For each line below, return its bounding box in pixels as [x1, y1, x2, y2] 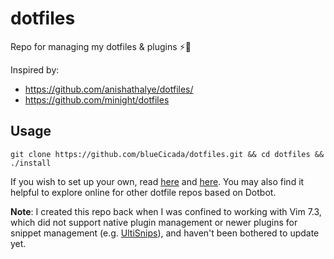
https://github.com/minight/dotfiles [24, 93, 170, 106]
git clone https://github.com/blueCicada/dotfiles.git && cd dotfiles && [10, 149, 325, 159]
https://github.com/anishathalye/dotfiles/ [24, 83, 194, 95]
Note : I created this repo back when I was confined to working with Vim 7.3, [10, 205, 322, 217]
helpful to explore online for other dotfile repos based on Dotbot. [10, 186, 277, 198]
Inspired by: [10, 63, 60, 76]
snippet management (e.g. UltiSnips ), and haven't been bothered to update [10, 227, 320, 239]
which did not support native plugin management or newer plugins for [10, 216, 298, 228]
